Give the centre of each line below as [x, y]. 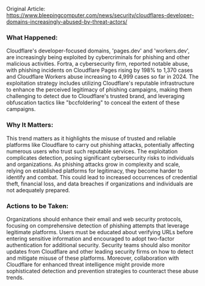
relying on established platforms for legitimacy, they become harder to [95, 171]
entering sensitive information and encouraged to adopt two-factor [91, 238]
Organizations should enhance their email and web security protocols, [95, 219]
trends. [15, 277]
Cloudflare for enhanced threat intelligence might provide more [86, 264]
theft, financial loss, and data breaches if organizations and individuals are [100, 184]
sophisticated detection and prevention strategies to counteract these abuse [103, 271]
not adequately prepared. [38, 190]
